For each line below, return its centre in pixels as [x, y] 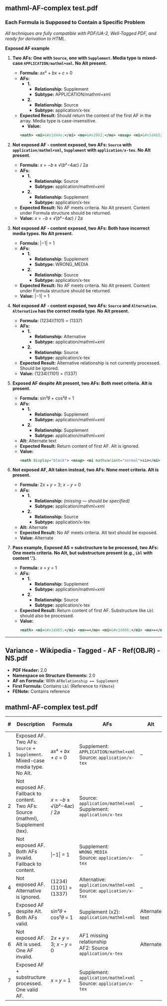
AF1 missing [94, 935]
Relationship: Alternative [60, 336]
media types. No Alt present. [43, 233]
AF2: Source [94, 948]
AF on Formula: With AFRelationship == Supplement [66, 681]
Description [31, 724]
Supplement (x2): [100, 912]
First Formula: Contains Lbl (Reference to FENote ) [63, 686]
